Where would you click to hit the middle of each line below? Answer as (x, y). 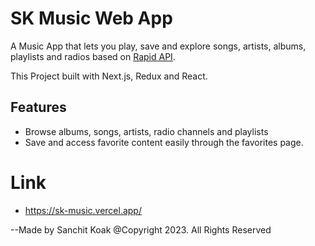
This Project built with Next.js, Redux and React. (109, 76)
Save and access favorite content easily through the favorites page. (164, 142)
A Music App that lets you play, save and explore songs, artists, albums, (158, 46)
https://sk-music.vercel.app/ (83, 210)
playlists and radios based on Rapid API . (93, 56)
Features (38, 107)
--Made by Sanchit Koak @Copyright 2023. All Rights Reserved (141, 229)
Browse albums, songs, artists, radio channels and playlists (146, 131)
